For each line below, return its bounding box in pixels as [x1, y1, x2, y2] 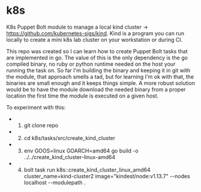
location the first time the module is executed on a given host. [6, 92, 159, 99]
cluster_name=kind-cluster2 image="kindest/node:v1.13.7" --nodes [23, 172, 190, 179]
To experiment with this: [6, 103, 66, 111]
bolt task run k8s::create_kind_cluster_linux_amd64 [23, 166, 151, 173]
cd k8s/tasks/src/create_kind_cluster [23, 134, 116, 141]
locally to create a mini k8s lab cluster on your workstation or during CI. [6, 36, 183, 43]
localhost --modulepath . [23, 179, 86, 186]
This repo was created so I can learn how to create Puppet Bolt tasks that [6, 47, 188, 54]
